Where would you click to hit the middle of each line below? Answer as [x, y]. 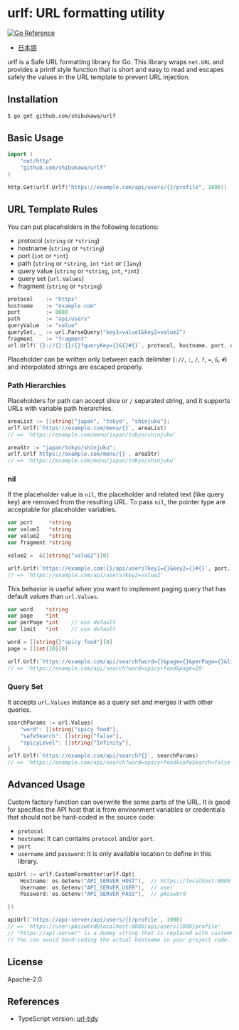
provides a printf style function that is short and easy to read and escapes [116, 69]
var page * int [33, 616]
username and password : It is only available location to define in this [115, 853]
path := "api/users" [49, 319]
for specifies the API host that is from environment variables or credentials [116, 809]
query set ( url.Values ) [51, 278]
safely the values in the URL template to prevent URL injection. [99, 77]
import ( [20, 155]
